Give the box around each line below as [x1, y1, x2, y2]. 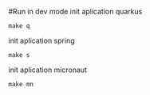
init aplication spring [8, 36, 75, 45]
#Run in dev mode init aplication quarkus [8, 7, 143, 16]
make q [8, 22, 30, 30]
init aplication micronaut [8, 65, 88, 74]
